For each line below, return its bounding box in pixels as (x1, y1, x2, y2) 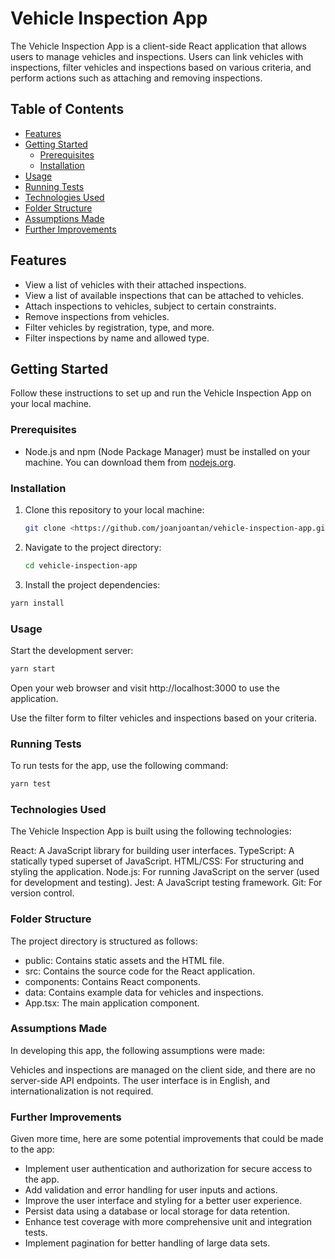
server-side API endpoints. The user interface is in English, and (10, 1074, 270, 1086)
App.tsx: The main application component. (24, 997, 200, 1009)
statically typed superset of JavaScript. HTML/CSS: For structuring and (10, 855, 305, 867)
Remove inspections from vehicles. (24, 310, 170, 322)
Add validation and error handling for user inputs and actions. (24, 1184, 278, 1196)
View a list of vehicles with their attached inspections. (24, 278, 247, 291)
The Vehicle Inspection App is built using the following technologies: (10, 825, 292, 837)
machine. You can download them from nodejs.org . (24, 456, 237, 468)
